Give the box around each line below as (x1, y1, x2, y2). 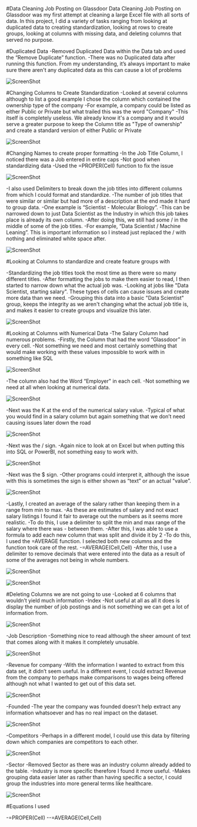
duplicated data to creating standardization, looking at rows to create (6, 24, 173, 31)
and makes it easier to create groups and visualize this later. (6, 307, 152, 314)
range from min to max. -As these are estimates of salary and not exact (6, 507, 179, 513)
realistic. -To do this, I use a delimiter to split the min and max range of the (6, 519, 186, 526)
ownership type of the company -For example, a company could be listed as (6, 102, 191, 108)
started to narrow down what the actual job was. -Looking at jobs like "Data (6, 282, 189, 289)
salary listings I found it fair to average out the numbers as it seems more (6, 512, 183, 520)
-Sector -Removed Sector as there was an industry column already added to (6, 761, 191, 768)
